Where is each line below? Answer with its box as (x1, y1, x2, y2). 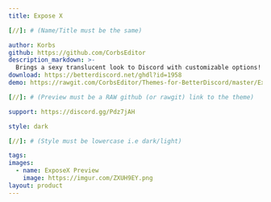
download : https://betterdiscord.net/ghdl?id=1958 (8, 71, 182, 79)
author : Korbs (8, 41, 56, 49)
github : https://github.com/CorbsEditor (8, 48, 147, 57)
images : (8, 159, 35, 167)
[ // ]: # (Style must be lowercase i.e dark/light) (8, 137, 182, 145)
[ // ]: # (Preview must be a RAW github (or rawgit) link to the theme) (8, 93, 254, 101)
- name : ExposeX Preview (15, 166, 99, 175)
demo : (8, 78, 27, 86)
